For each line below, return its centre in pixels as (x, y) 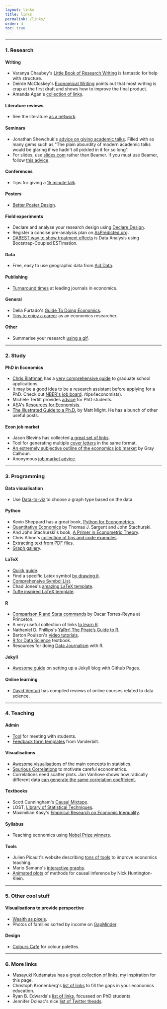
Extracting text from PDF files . (43, 543)
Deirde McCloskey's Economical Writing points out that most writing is (84, 84)
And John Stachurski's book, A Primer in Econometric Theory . (76, 532)
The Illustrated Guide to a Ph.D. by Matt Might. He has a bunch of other (85, 410)
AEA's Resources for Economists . (46, 405)
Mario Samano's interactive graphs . (49, 868)
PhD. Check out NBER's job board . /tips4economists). (67, 394)
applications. (25, 384)
